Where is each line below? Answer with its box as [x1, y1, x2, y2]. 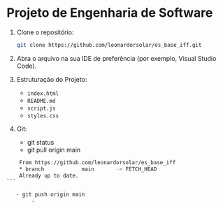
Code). [16, 62, 37, 70]
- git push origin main [15, 191, 85, 199]
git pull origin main [27, 145, 81, 154]
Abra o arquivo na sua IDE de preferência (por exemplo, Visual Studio [16, 54, 217, 62]
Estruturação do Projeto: [16, 75, 87, 83]
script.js [27, 105, 57, 112]
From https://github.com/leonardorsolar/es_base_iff [19, 159, 176, 166]
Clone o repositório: [16, 28, 74, 36]
